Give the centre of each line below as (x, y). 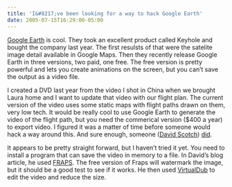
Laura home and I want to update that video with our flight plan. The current (115, 97)
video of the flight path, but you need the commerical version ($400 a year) (115, 119)
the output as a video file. (44, 76)
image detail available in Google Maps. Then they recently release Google (112, 54)
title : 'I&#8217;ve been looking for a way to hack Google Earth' (105, 14)
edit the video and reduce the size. (57, 177)
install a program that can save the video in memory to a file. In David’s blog (115, 155)
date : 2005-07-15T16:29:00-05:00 (55, 20)
